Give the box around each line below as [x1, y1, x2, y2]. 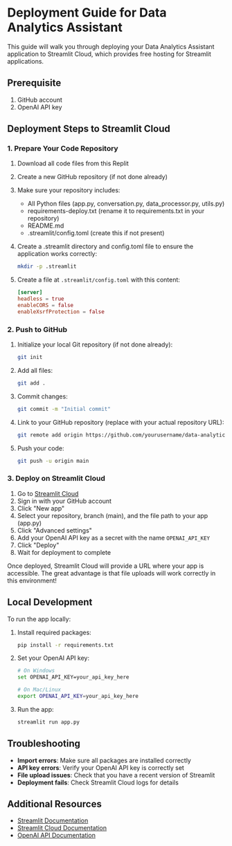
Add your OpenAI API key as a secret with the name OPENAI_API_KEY [17, 533, 211, 542]
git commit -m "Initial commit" [17, 405, 111, 412]
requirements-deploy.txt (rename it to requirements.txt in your [27, 207, 205, 215]
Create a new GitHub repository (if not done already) [17, 173, 168, 181]
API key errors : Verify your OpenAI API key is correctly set [17, 763, 185, 772]
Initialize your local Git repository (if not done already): [17, 340, 173, 349]
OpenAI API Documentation [17, 831, 96, 840]
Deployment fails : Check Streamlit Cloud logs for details [17, 778, 179, 787]
